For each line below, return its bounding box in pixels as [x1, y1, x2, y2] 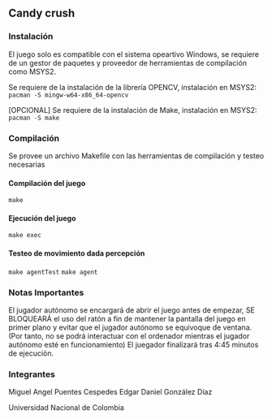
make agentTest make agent [8, 268, 98, 276]
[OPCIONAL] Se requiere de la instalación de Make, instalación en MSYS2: [8, 105, 257, 114]
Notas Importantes [8, 287, 84, 298]
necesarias [8, 159, 45, 169]
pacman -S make [8, 114, 60, 122]
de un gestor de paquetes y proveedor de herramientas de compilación [8, 58, 248, 67]
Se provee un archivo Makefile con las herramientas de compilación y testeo [8, 150, 265, 161]
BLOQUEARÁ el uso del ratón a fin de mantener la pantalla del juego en [8, 313, 246, 323]
